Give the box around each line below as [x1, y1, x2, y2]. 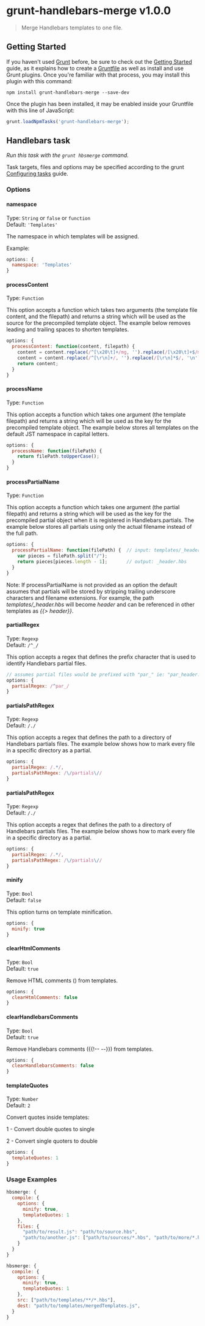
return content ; [17, 360, 59, 366]
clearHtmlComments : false [12, 994, 78, 1001]
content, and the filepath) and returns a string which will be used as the [6, 313, 186, 320]
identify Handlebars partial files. [6, 659, 87, 667]
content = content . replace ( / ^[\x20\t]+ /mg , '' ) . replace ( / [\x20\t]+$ [17, 349, 195, 355]
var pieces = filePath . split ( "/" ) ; [17, 553, 108, 559]
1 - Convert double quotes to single [6, 1126, 95, 1133]
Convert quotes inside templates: [6, 1113, 90, 1121]
